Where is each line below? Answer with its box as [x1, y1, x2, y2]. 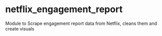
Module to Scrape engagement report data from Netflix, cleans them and [5, 20, 157, 26]
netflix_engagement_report [5, 4, 123, 15]
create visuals [5, 25, 34, 31]
